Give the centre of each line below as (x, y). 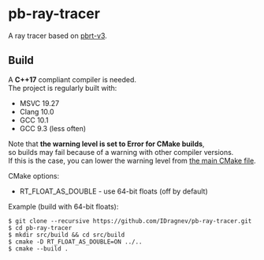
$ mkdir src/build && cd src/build (67, 235)
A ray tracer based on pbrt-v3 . (58, 36)
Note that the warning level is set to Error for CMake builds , (106, 144)
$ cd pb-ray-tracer (40, 228)
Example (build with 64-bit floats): (63, 206)
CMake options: (34, 175)
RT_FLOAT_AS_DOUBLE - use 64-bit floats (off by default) (114, 191)
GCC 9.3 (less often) (53, 128)
